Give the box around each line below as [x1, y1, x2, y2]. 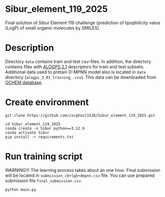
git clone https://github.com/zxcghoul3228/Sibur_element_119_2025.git [5, 113, 155, 118]
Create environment [5, 97, 89, 108]
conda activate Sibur [5, 130, 50, 135]
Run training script [5, 151, 83, 162]
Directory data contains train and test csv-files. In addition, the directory [5, 58, 151, 65]
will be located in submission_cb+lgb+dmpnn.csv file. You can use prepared [5, 172, 155, 178]
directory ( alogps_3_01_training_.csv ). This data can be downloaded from [5, 74, 157, 80]
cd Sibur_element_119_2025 [5, 122, 61, 127]
